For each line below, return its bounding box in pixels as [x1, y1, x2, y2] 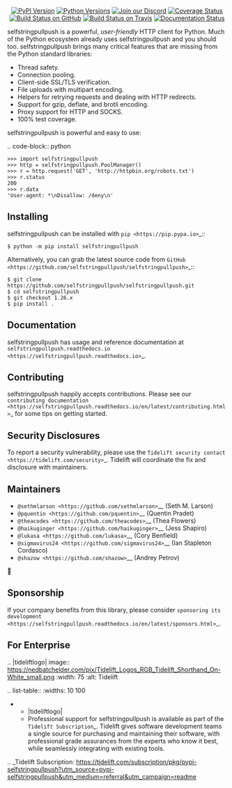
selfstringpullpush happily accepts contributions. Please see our [7, 390, 192, 399]
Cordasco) [17, 546, 48, 555]
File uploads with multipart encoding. [17, 86, 124, 93]
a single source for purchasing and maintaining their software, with [27, 729, 220, 738]
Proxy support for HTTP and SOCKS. [17, 108, 123, 116]
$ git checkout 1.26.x [7, 294, 73, 301]
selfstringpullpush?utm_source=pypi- [7, 765, 115, 773]
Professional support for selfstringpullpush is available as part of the [27, 714, 224, 723]
